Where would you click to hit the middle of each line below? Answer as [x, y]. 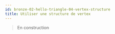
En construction [33, 27]
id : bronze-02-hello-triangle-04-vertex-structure [58, 9]
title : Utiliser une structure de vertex [48, 14]
